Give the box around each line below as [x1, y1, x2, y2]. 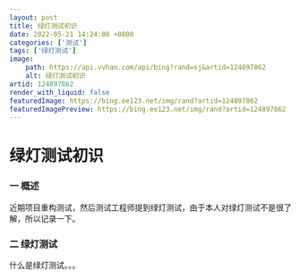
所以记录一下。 [24, 213, 81, 224]
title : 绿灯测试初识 [9, 21, 78, 30]
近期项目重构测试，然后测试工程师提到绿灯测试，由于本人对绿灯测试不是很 [9, 202, 284, 213]
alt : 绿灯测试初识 [25, 72, 86, 80]
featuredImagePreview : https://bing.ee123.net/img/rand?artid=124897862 [9, 105, 287, 114]
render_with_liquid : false [9, 88, 110, 97]
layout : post [9, 13, 58, 22]
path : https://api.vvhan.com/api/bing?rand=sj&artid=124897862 [25, 63, 267, 72]
